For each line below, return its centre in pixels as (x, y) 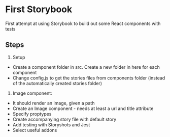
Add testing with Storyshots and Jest (51, 125)
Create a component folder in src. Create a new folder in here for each (86, 67)
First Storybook (39, 9)
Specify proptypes (32, 114)
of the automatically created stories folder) (57, 83)
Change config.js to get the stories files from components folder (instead (89, 78)
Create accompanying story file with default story (64, 119)
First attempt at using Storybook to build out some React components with (83, 23)
